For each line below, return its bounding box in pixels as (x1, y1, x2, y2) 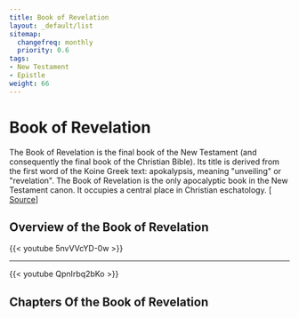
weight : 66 (9, 79, 50, 88)
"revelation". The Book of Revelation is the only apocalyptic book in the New (9, 175, 288, 186)
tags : (9, 54, 29, 63)
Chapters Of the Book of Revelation (9, 294, 209, 309)
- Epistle (9, 71, 46, 80)
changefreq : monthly (17, 37, 93, 47)
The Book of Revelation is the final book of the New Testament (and (9, 147, 257, 157)
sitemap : (9, 29, 42, 38)
